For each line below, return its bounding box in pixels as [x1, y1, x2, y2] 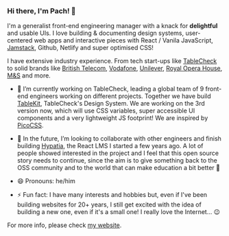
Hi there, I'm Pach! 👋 [7, 6, 77, 16]
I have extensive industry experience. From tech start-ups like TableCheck [7, 57, 217, 65]
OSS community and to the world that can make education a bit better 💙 [16, 164, 221, 172]
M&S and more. [7, 71, 51, 80]
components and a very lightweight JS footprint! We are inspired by [16, 114, 208, 122]
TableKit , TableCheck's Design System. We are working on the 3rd [16, 99, 206, 108]
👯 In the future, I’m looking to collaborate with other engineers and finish [16, 134, 221, 143]
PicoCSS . [16, 121, 44, 130]
